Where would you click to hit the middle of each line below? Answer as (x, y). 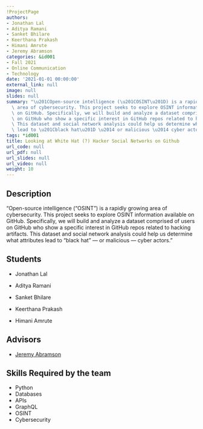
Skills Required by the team (59, 373)
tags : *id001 (23, 136)
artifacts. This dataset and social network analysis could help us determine (99, 234)
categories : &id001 (31, 57)
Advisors (24, 340)
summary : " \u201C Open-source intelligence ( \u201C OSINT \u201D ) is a (94, 102)
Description (29, 194)
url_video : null (27, 164)
